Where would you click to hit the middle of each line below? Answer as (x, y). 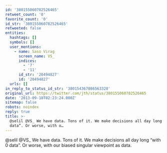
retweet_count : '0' (25, 14)
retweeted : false (23, 28)
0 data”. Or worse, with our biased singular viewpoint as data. (68, 145)
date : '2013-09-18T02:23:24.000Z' (41, 98)
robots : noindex (22, 107)
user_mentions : (25, 47)
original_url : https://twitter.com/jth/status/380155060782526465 (76, 93)
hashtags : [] (23, 38)
